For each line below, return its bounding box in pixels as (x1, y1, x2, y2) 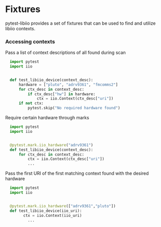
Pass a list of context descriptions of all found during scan (5, 49, 126, 56)
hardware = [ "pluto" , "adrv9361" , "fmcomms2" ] (18, 82, 118, 87)
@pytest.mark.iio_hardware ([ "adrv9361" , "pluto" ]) (10, 203, 116, 208)
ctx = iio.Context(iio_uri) (23, 213, 82, 218)
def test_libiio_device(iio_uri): (10, 208, 82, 213)
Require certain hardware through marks (5, 115, 90, 121)
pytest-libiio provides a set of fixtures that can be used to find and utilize (5, 20, 156, 26)
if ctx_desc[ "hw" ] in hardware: (27, 92, 96, 97)
